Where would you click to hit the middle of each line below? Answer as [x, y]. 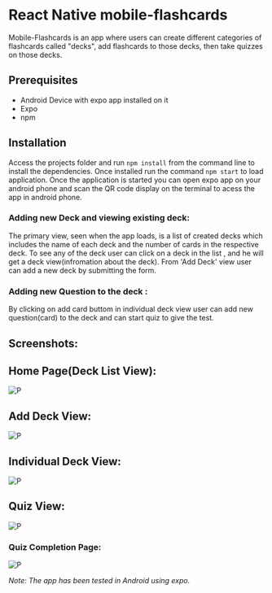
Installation [37, 143]
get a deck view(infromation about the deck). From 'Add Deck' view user [130, 261]
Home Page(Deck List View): [83, 371]
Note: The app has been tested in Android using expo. [99, 581]
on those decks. [35, 55]
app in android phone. [46, 197]
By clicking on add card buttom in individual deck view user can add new [131, 309]
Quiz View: [37, 506]
